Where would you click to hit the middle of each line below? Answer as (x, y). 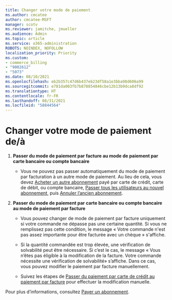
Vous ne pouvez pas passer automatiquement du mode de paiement (93, 171)
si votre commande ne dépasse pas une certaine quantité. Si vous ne (93, 224)
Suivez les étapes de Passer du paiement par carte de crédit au (88, 276)
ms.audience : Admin (26, 34)
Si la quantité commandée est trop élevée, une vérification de (85, 245)
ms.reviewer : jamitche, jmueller (41, 29)
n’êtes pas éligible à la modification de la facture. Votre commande (91, 256)
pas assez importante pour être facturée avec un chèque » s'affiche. (93, 235)
